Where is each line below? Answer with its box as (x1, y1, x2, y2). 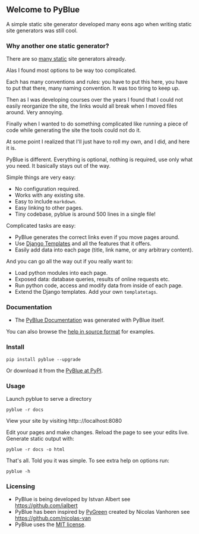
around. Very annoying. (6, 109, 64, 116)
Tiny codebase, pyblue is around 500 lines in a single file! (14, 211, 156, 218)
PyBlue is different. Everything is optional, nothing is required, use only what (6, 156, 193, 163)
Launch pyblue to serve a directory (6, 395, 92, 402)
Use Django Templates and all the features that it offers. (14, 240, 151, 247)
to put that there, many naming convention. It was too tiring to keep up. (6, 84, 180, 92)
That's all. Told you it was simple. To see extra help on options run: (6, 457, 170, 464)
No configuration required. (14, 186, 80, 193)
